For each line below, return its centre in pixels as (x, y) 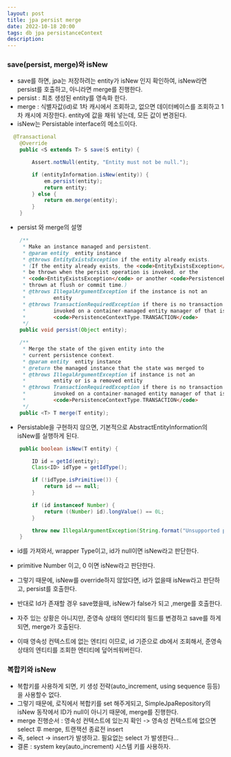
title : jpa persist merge (44, 20)
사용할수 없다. (43, 694)
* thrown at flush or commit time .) (75, 285)
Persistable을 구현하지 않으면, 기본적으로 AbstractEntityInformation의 (112, 427)
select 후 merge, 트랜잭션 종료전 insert (70, 729)
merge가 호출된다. (57, 627)
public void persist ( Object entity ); (74, 330)
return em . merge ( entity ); (81, 201)
